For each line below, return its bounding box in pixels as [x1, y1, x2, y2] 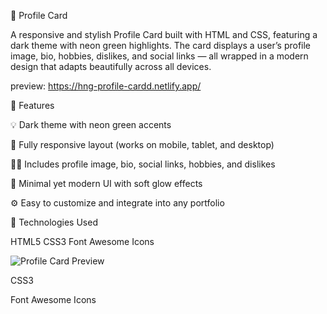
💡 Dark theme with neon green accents [10, 119, 172, 130]
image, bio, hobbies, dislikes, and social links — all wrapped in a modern [10, 50, 309, 62]
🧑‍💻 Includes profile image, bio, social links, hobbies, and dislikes [10, 158, 276, 170]
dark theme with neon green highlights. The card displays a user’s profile [10, 40, 312, 51]
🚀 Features [10, 100, 55, 111]
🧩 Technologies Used [10, 216, 98, 228]
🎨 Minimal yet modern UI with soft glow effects [10, 178, 203, 189]
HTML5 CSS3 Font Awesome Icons [10, 236, 155, 247]
